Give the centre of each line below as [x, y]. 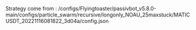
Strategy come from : [31, 9]
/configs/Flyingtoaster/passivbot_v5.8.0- [107, 9]
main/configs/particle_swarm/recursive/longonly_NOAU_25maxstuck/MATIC [98, 15]
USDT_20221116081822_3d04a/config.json [57, 21]
